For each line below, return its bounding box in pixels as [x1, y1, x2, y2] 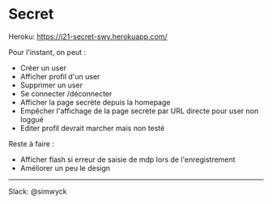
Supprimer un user [19, 80, 83, 90]
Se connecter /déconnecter [19, 88, 113, 98]
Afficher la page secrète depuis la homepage [19, 97, 171, 107]
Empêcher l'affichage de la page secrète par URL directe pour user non [19, 106, 259, 116]
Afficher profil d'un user [19, 71, 100, 81]
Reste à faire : [8, 138, 55, 148]
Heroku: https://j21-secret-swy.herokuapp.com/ [8, 32, 168, 41]
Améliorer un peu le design [19, 163, 111, 172]
